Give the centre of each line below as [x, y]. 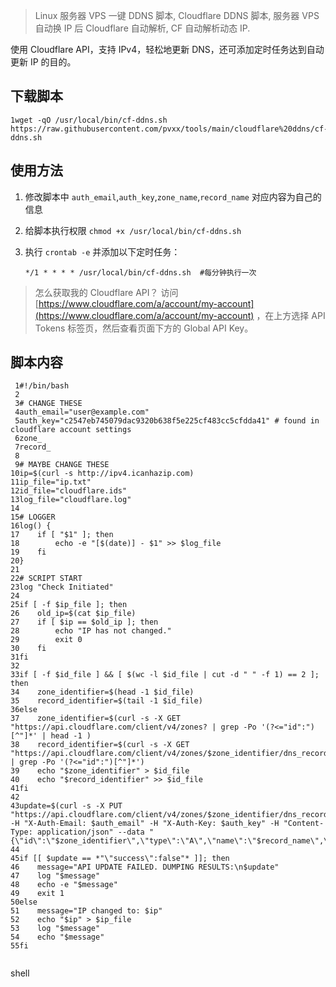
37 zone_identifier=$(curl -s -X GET [96, 719]
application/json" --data [90, 832]
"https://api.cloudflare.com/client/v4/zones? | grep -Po [133, 727]
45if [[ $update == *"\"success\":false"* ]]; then [120, 859]
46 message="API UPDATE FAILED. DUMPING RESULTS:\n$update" [145, 867]
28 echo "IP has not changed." [91, 631]
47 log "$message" [55, 876]
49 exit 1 [37, 894]
